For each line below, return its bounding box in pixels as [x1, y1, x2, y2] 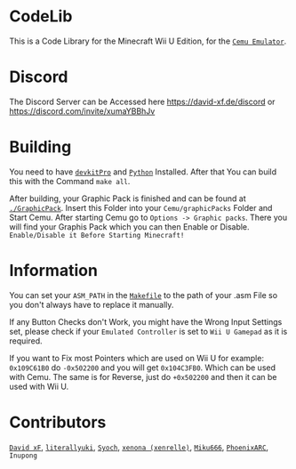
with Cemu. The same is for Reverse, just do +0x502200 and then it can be [9, 371, 277, 382]
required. [9, 336, 43, 346]
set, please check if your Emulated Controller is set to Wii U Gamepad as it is [9, 326, 288, 336]
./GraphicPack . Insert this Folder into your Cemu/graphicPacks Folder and [9, 202, 273, 213]
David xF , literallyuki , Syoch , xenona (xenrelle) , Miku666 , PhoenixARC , [9, 441, 269, 452]
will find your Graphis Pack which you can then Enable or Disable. [9, 221, 251, 232]
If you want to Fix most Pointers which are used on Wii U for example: [9, 352, 265, 363]
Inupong [9, 451, 38, 460]
